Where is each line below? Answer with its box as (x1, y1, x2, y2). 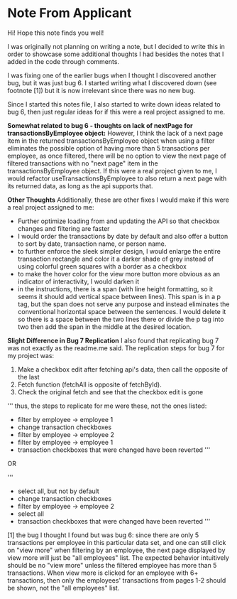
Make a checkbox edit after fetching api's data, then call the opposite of (17, 365, 228, 374)
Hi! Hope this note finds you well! (7, 28, 104, 37)
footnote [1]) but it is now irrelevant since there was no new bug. (7, 86, 196, 95)
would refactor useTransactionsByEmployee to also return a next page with (7, 174, 227, 183)
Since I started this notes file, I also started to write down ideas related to (7, 99, 221, 108)
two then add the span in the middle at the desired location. (17, 322, 192, 331)
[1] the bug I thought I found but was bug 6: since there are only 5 (7, 531, 199, 539)
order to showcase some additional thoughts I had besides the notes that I (7, 50, 224, 58)
